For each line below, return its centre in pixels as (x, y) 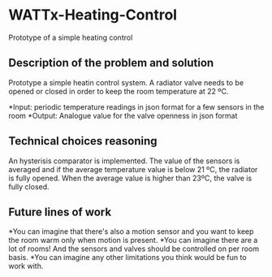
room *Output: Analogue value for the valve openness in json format (123, 115)
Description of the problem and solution (111, 63)
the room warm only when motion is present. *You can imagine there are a (133, 240)
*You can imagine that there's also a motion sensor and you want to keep (131, 232)
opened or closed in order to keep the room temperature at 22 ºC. (119, 91)
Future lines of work (60, 212)
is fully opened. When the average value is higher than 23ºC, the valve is (130, 178)
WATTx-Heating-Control (93, 15)
